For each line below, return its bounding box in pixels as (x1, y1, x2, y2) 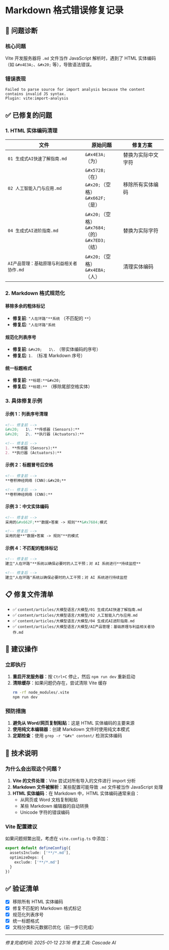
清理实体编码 (123, 263, 153, 270)
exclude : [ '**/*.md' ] (14, 860, 59, 865)
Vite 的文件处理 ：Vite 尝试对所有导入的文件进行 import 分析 (12, 778, 136, 784)
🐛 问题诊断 (5, 26, 38, 35)
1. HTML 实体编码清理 (5, 127, 58, 134)
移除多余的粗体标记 (5, 303, 45, 309)
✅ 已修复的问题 (5, 111, 52, 119)
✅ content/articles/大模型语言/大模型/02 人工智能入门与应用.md (12, 612, 138, 618)
